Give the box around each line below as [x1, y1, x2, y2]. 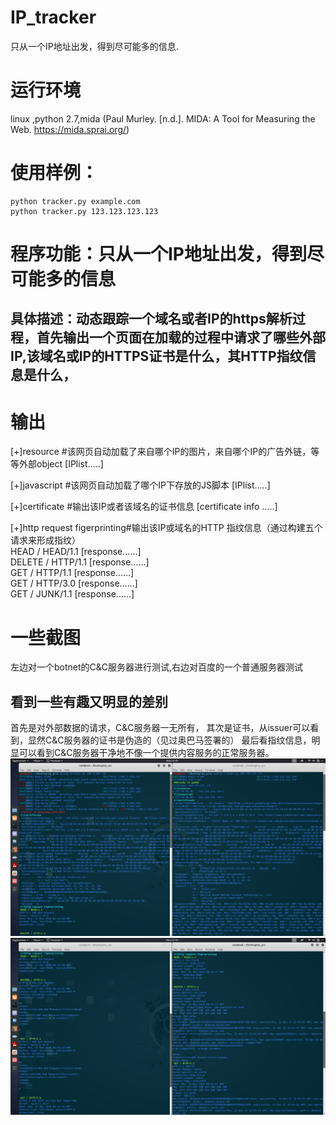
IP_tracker [10, 6, 97, 29]
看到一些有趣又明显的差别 [10, 693, 168, 710]
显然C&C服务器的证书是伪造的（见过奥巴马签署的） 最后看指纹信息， [27, 734, 312, 746]
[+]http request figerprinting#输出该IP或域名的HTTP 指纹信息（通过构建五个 [10, 522, 323, 534]
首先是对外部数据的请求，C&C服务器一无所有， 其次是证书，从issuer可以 [10, 722, 311, 734]
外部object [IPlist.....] [18, 458, 104, 470]
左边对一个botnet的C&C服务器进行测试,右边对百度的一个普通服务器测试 [10, 661, 304, 673]
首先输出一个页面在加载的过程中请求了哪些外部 [36, 329, 326, 346]
